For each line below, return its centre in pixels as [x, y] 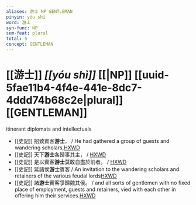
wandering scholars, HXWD [47, 148]
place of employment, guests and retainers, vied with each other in [95, 189]
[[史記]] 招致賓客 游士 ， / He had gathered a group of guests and [92, 141]
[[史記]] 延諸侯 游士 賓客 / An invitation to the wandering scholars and [97, 169]
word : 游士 [18, 22]
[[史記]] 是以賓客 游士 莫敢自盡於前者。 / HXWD [71, 162]
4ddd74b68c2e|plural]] [65, 100]
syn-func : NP [22, 28]
